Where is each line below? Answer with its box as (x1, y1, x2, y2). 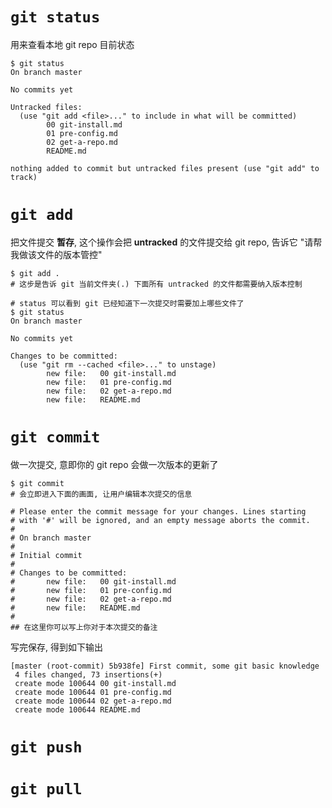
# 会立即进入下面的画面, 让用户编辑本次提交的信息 (10, 489, 193, 499)
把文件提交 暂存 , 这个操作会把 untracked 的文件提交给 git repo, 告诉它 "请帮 (10, 236, 323, 248)
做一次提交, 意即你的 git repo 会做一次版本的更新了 (10, 458, 219, 470)
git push (10, 738, 83, 757)
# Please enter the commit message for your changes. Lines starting (10, 506, 307, 517)
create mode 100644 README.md (14, 704, 141, 715)
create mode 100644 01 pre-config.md (14, 687, 172, 697)
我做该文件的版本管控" (10, 248, 103, 260)
